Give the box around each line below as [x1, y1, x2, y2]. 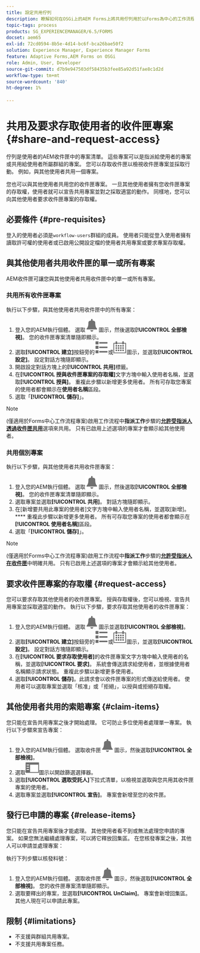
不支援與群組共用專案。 [14, 933, 73, 940]
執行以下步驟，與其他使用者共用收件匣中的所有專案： [6, 306, 137, 313]
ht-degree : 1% [6, 85, 42, 91]
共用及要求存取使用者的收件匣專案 [6, 120, 174, 133]
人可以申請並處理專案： [6, 842, 64, 849]
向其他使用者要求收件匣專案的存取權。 [6, 195, 100, 203]
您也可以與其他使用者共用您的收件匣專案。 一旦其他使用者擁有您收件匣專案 [6, 180, 190, 188]
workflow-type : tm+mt [6, 72, 60, 79]
